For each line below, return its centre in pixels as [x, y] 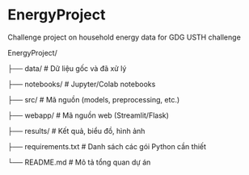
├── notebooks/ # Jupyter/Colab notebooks [82, 84]
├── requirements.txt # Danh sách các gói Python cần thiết [107, 146]
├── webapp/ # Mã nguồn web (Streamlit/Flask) [88, 115]
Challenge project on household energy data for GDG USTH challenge [124, 37]
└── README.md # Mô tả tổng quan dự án [79, 162]
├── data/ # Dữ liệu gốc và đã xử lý [67, 68]
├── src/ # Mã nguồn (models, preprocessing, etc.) [94, 99]
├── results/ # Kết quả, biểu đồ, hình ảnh [76, 131]
